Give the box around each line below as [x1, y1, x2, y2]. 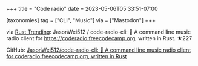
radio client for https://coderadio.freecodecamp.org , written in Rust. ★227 [6, 35, 193, 41]
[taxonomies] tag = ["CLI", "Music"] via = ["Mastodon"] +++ [6, 17, 156, 23]
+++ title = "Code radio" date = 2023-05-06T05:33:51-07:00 [6, 5, 158, 12]
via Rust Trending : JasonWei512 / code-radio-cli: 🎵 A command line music [6, 28, 191, 35]
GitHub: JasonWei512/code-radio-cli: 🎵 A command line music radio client [6, 46, 191, 53]
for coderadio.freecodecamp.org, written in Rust [6, 53, 127, 59]
